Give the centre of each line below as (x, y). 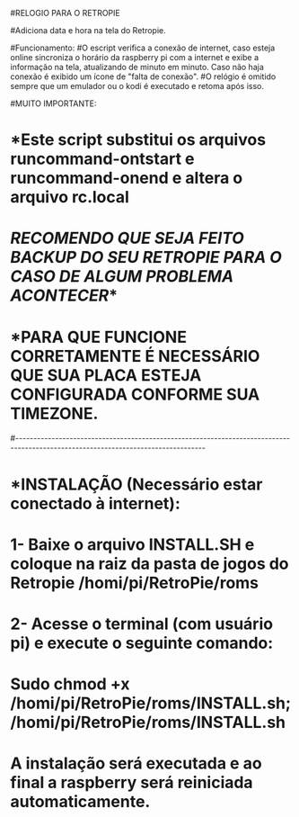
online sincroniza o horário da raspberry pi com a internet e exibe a (135, 57)
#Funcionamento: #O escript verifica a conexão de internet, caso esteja (143, 48)
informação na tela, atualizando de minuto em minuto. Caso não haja (137, 67)
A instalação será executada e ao (136, 763)
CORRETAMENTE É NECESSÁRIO (135, 356)
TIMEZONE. (54, 413)
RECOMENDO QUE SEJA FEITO (128, 238)
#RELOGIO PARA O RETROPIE (65, 13)
